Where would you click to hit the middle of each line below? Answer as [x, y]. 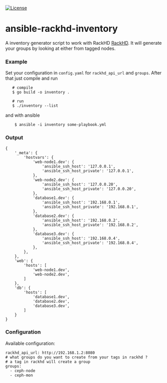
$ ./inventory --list [35, 106]
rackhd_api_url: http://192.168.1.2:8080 [50, 353]
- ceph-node [23, 371]
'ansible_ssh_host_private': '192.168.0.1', [90, 207]
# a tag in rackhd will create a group [48, 362]
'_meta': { [26, 153]
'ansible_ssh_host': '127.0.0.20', [80, 184]
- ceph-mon [22, 375]
